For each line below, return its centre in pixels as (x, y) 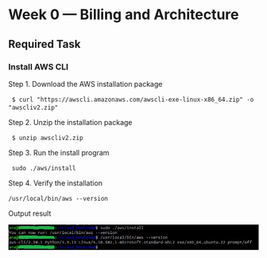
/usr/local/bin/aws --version (58, 198)
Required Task (44, 44)
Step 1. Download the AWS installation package (85, 84)
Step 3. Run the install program (59, 152)
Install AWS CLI (39, 67)
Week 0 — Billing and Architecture (124, 15)
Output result (30, 213)
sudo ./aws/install (44, 168)
